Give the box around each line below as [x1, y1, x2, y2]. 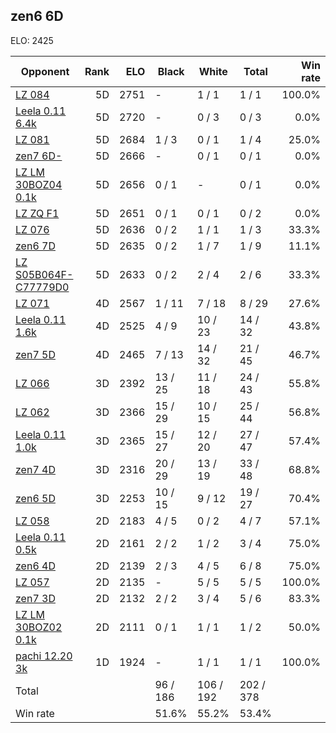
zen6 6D [10, 8, 64, 25]
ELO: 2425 [10, 34, 54, 46]
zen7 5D [15, 347, 56, 361]
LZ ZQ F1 [15, 206, 60, 220]
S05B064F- [15, 267, 74, 281]
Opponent [20, 64, 70, 78]
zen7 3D [15, 591, 56, 605]
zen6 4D [15, 559, 56, 573]
